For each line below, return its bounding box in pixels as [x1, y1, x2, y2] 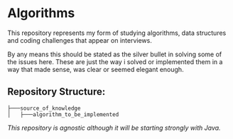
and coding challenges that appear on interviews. [7, 36, 153, 44]
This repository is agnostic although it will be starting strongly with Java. [7, 123, 222, 132]
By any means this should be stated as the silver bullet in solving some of [7, 50, 222, 58]
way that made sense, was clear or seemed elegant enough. [7, 65, 184, 73]
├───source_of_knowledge [7, 105, 81, 112]
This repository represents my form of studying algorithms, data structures [7, 29, 227, 37]
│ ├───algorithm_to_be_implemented [7, 110, 119, 118]
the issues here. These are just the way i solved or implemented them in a [7, 57, 223, 66]
